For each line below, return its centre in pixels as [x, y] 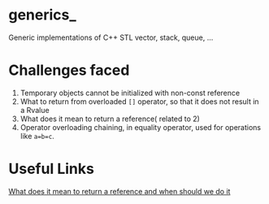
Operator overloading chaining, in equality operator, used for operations [141, 127]
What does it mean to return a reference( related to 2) [110, 119]
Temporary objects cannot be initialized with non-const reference [130, 93]
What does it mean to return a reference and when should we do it [119, 191]
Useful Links [52, 169]
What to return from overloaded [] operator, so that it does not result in [139, 101]
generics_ [43, 15]
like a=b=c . [37, 136]
